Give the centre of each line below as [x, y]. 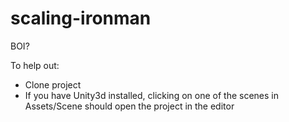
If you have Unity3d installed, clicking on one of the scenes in [151, 95]
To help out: [35, 65]
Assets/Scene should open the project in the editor [129, 106]
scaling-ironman [81, 18]
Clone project [53, 84]
